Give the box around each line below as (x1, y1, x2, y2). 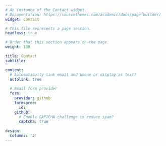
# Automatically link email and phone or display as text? (10, 72, 137, 77)
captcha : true (18, 119, 49, 124)
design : (5, 128, 22, 134)
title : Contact (5, 54, 37, 59)
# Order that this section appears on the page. (5, 40, 109, 45)
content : (5, 67, 24, 72)
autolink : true (10, 77, 42, 82)
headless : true (5, 31, 37, 36)
